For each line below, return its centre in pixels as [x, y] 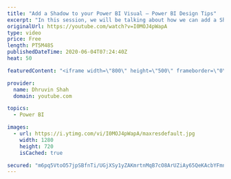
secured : [20, 165]
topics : [18, 108]
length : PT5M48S [30, 45]
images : [18, 127]
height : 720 [36, 146]
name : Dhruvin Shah [41, 89]
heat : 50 [20, 59]
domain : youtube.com [43, 96]
